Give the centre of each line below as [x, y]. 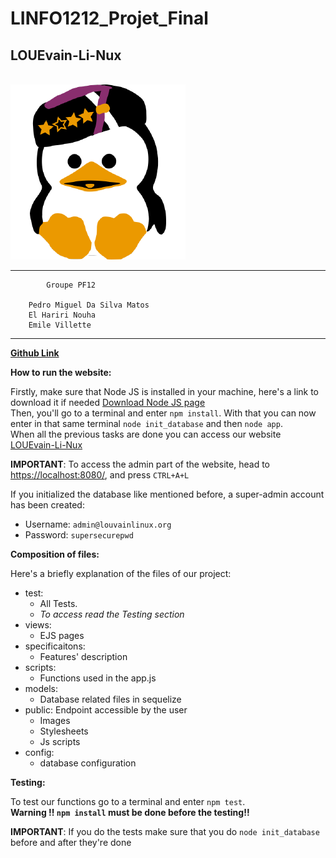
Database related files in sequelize [110, 699]
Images [55, 720]
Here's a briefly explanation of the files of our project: [121, 573]
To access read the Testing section [112, 614]
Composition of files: [55, 554]
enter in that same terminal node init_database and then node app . [146, 423]
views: [38, 625]
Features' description [83, 656]
